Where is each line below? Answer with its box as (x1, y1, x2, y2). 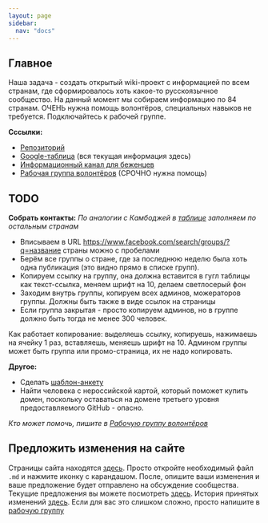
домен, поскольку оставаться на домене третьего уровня (19, 395, 220, 403)
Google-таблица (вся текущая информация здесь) (19, 152, 191, 161)
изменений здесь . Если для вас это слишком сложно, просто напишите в (8, 497, 260, 506)
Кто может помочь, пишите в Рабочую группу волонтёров (8, 419, 209, 428)
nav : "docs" (15, 26, 56, 34)
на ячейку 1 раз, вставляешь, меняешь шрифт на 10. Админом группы (8, 338, 248, 347)
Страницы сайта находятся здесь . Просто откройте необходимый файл (8, 463, 254, 472)
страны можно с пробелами (62, 245, 160, 255)
